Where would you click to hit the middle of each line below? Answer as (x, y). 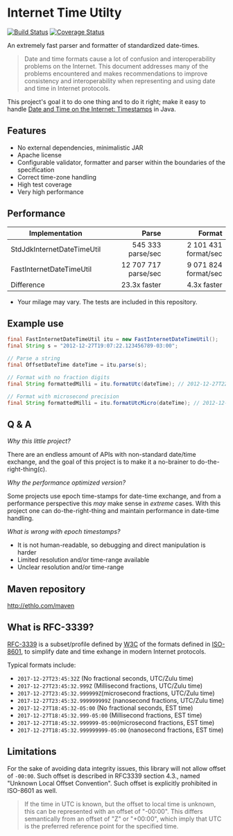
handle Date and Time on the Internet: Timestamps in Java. (92, 109)
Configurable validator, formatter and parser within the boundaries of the (121, 162)
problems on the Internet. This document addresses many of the (116, 66)
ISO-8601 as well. (32, 790)
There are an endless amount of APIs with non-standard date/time (102, 455)
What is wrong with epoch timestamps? (64, 532)
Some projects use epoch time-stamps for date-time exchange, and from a (114, 496)
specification (36, 169)
